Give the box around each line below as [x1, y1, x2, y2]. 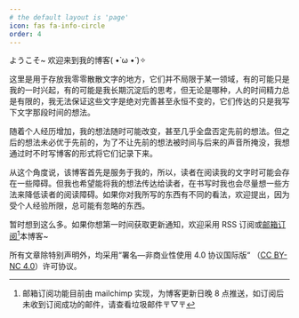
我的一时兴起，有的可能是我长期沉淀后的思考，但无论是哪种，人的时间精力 [9, 85, 282, 96]
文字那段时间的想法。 [16, 107, 95, 118]
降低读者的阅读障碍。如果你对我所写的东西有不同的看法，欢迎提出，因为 [24, 189, 290, 200]
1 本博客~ [17, 229, 49, 242]
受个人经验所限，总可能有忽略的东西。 [9, 201, 149, 211]
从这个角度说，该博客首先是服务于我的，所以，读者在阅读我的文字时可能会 [9, 167, 282, 178]
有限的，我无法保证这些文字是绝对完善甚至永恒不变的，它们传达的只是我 [16, 96, 282, 107]
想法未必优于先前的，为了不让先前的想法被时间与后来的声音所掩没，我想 [24, 137, 290, 147]
